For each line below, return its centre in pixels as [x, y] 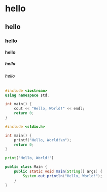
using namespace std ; [27, 95]
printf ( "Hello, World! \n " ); [43, 140]
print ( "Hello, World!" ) [30, 158]
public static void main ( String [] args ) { [58, 172]
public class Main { [26, 167]
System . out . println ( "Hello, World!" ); [63, 176]
